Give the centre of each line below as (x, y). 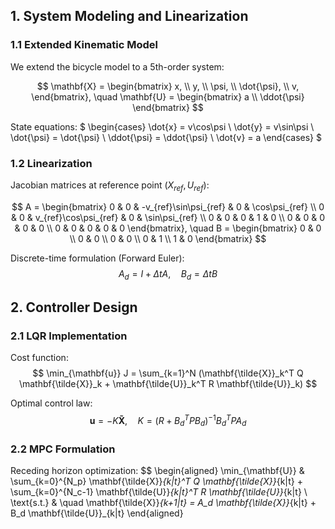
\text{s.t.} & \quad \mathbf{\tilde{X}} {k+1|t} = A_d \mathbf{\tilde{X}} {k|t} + (163, 503)
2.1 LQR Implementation (69, 336)
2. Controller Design (74, 307)
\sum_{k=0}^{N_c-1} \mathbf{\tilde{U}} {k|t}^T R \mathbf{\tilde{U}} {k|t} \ (159, 492)
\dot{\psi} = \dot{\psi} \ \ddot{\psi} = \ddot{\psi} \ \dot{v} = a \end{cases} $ (166, 137)
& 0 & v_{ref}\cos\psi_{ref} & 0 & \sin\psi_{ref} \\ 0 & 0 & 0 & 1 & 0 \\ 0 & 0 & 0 (168, 217)
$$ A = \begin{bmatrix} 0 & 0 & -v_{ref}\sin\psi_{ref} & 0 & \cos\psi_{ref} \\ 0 (168, 206)
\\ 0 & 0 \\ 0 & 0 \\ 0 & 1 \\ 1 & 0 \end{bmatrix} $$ (168, 238)
